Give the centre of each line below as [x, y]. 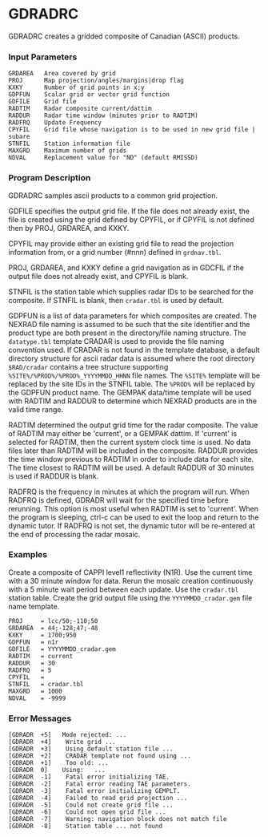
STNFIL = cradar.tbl [46, 684]
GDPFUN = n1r [34, 642]
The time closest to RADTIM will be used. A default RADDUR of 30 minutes [131, 467]
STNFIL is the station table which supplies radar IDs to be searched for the [131, 291]
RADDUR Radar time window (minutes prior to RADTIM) [103, 116]
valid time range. [36, 409]
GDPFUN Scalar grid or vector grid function [89, 95]
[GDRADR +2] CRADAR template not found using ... [100, 756]
